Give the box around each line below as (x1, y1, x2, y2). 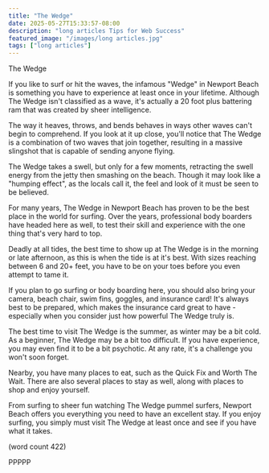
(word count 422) (8, 442, 67, 451)
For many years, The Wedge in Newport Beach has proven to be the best (8, 203, 250, 213)
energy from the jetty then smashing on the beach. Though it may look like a (8, 171, 261, 180)
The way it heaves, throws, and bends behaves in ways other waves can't (8, 121, 253, 130)
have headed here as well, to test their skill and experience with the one (8, 220, 246, 230)
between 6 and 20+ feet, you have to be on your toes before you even (8, 261, 241, 271)
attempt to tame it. (8, 270, 70, 280)
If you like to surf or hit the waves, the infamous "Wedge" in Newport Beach (8, 80, 259, 89)
